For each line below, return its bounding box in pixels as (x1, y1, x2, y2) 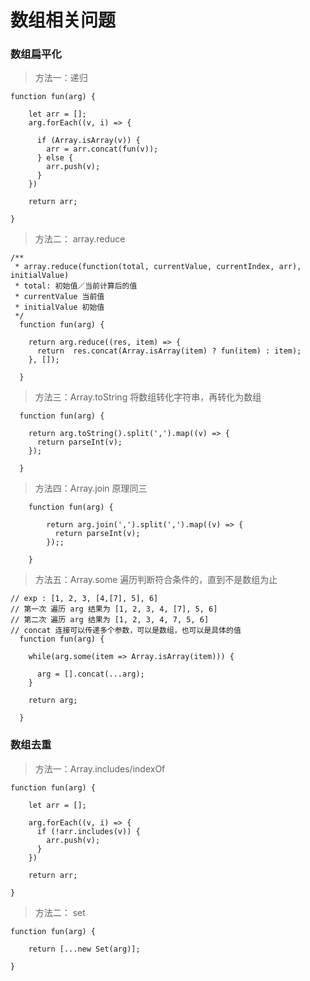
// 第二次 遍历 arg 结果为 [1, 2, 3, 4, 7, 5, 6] (10, 615, 210, 625)
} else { (36, 153, 74, 163)
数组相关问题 (10, 9, 117, 32)
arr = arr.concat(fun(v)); (46, 144, 159, 155)
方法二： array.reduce (34, 233, 126, 245)
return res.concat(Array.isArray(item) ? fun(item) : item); (36, 346, 302, 356)
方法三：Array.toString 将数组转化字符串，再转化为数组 (34, 391, 262, 403)
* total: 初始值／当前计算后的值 (14, 281, 138, 291)
